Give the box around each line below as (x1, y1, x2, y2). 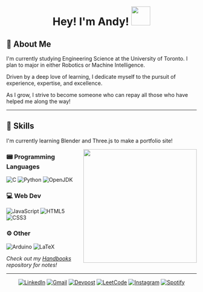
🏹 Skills (6, 121, 34, 131)
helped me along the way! (6, 98, 71, 105)
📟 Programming (6, 152, 56, 161)
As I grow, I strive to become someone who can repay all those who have (6, 91, 188, 98)
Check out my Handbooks (6, 254, 71, 262)
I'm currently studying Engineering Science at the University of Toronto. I (6, 55, 188, 62)
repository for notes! (6, 261, 57, 268)
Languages (6, 162, 40, 171)
